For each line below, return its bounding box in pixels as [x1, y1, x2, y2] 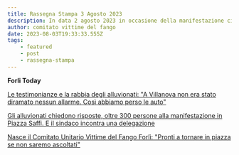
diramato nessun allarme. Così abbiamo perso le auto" [7, 97, 166, 106]
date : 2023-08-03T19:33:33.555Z [7, 30, 103, 38]
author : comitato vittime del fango [7, 23, 116, 31]
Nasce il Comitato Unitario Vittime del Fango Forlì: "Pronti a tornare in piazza [7, 132, 231, 141]
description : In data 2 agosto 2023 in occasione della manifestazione [7, 17, 224, 24]
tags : [7, 37, 23, 44]
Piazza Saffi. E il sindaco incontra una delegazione [7, 119, 155, 127]
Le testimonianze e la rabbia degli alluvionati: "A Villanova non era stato [7, 90, 217, 98]
